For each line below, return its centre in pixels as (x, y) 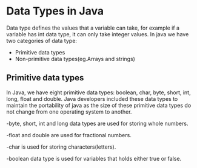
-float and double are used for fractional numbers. (69, 135)
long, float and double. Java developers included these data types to (92, 99)
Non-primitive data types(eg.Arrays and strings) (75, 59)
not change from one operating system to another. (69, 111)
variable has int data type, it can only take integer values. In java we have (98, 34)
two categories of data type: (42, 40)
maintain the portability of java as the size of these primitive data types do (99, 105)
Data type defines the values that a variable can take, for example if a (93, 28)
